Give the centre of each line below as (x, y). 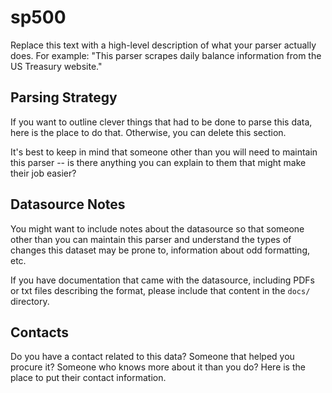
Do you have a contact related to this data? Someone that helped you (152, 357)
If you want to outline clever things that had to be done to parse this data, (161, 122)
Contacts (40, 332)
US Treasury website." (56, 66)
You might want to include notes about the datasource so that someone (157, 228)
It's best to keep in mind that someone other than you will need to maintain (164, 152)
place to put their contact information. (88, 378)
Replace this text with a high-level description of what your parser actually (163, 45)
